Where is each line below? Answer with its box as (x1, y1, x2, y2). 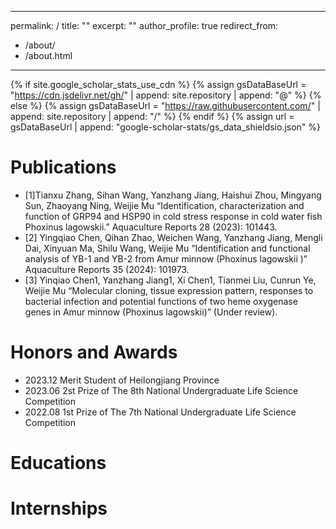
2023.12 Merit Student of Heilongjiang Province (24, 374, 220, 386)
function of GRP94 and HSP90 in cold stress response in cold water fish (24, 210, 323, 222)
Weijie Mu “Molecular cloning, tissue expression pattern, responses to (24, 284, 314, 296)
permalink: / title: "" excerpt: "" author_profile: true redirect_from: (10, 20, 279, 31)
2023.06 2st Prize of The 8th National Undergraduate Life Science (24, 384, 299, 396)
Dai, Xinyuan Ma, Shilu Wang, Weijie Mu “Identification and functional (24, 242, 311, 254)
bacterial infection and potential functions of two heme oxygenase (24, 295, 298, 307)
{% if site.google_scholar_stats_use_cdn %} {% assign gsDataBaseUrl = (10, 79, 307, 90)
